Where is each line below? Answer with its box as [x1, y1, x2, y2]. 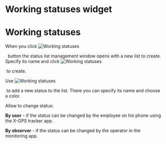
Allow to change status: [5, 103, 54, 109]
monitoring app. [5, 133, 38, 139]
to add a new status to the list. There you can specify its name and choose [6, 88, 160, 94]
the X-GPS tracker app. [5, 118, 54, 124]
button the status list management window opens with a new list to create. [7, 53, 161, 59]
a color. [5, 93, 21, 99]
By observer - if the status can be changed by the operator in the [5, 127, 141, 134]
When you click [5, 43, 38, 49]
